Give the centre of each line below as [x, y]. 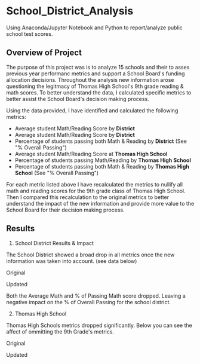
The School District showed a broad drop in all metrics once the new [90, 255]
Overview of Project [44, 53]
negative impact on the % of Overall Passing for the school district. [89, 302]
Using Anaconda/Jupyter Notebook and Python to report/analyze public [95, 27]
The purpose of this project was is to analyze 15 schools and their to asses [98, 67]
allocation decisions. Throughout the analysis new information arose [90, 79]
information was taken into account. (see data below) [72, 261]
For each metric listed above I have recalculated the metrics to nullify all [95, 184]
